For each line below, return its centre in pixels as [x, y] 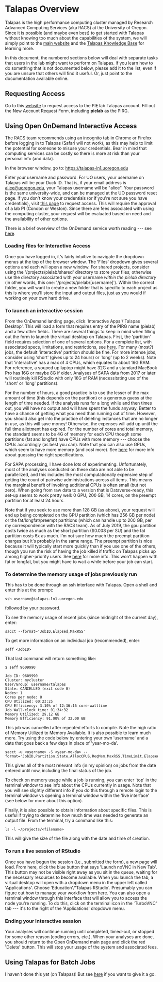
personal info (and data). [30, 158]
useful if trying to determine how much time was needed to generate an [77, 815]
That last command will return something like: [50, 659]
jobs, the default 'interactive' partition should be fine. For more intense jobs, [81, 352]
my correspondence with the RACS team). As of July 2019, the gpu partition [81, 526]
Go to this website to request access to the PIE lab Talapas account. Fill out [80, 105]
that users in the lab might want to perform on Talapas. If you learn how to [79, 63]
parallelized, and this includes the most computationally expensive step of [79, 475]
